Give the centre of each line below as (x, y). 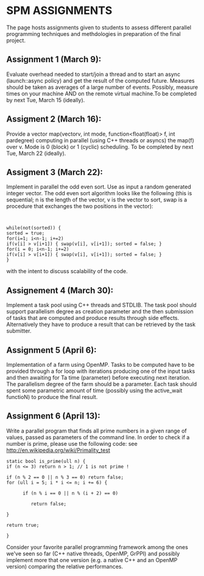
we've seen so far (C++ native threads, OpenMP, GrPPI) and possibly (93, 553)
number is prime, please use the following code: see (72, 443)
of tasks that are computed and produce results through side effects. (93, 318)
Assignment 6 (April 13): (53, 416)
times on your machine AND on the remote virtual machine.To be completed (101, 93)
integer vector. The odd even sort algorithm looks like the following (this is (99, 193)
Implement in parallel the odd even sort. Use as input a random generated (99, 187)
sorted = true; (26, 234)
